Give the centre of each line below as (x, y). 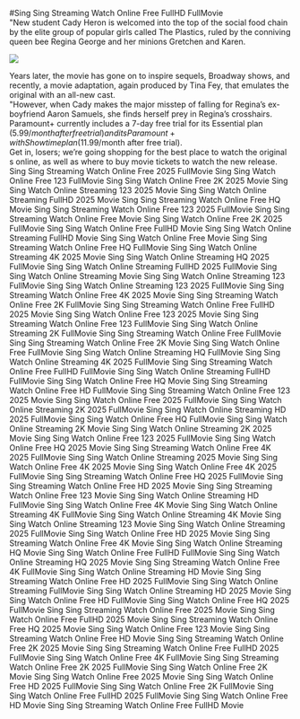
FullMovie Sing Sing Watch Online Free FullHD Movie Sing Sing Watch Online (150, 228)
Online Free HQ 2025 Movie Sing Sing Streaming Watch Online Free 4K (140, 447)
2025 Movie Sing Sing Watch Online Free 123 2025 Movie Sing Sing (134, 314)
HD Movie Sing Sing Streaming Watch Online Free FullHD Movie (127, 705)
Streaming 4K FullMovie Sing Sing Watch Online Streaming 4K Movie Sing (146, 514)
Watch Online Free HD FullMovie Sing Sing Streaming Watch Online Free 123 (150, 390)
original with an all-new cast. (62, 95)
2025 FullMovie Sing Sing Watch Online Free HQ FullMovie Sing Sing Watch (149, 419)
